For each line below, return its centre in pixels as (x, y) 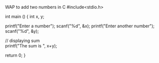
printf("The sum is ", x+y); (31, 46)
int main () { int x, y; (25, 16)
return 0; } (15, 55)
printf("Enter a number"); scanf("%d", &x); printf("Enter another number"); (80, 26)
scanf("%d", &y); (22, 31)
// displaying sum (23, 41)
